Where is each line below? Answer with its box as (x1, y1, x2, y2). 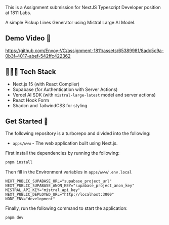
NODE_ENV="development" (5, 197, 56, 202)
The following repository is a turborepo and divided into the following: (5, 130, 151, 137)
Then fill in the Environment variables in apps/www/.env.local (5, 169, 132, 175)
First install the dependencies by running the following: (5, 150, 120, 156)
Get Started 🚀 (5, 117, 49, 126)
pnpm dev (5, 215, 24, 220)
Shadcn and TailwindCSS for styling (12, 102, 88, 108)
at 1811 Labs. (5, 10, 31, 16)
